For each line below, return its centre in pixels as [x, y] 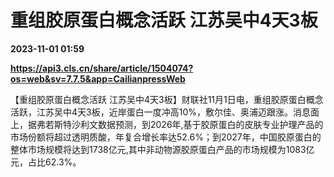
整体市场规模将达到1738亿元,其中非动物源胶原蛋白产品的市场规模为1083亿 [162, 149]
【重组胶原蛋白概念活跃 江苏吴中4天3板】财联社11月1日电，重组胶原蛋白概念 [167, 99]
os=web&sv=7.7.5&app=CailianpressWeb [98, 78]
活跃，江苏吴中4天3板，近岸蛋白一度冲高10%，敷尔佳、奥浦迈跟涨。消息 [160, 112]
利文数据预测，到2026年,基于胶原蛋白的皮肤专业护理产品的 [201, 124]
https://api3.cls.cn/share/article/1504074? [102, 68]
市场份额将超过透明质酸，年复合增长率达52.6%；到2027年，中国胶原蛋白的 [166, 137]
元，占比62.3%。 [46, 162]
